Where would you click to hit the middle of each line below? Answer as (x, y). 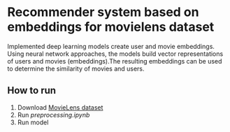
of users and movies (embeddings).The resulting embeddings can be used (115, 61)
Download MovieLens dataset (60, 107)
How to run (32, 90)
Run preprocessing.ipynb (53, 115)
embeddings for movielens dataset (111, 27)
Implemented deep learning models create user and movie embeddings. (111, 46)
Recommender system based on (103, 12)
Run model (33, 122)
